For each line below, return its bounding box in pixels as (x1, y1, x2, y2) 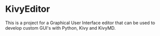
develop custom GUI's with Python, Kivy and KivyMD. (5, 25, 116, 31)
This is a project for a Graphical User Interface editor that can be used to (5, 20, 155, 26)
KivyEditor (5, 3, 50, 15)
